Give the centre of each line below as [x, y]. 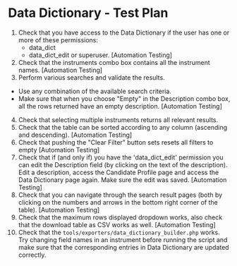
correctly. [32, 255]
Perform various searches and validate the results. [91, 77]
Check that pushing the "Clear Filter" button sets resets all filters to [116, 142]
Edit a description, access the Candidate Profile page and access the [119, 172]
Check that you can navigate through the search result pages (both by [120, 195]
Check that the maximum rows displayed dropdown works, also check [120, 217]
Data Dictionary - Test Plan [88, 13]
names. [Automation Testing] [60, 70]
